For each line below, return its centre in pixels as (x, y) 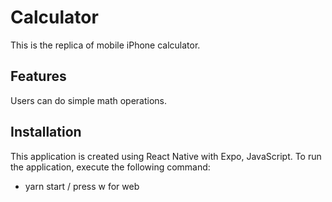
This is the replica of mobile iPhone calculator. (105, 45)
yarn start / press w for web (82, 186)
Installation (46, 132)
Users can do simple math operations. (89, 100)
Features (38, 76)
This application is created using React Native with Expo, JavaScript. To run (166, 156)
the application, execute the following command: (110, 167)
